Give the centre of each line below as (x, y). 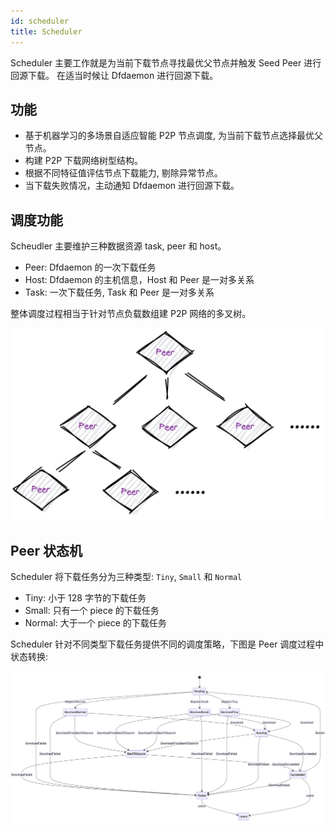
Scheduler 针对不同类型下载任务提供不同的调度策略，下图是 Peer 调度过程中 (167, 644)
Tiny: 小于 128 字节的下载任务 (85, 598)
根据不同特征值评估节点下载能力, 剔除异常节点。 (123, 173)
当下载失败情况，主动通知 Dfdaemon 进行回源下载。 (132, 186)
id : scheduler (40, 21)
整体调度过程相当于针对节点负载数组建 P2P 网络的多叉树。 (131, 314)
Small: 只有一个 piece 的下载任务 (92, 611)
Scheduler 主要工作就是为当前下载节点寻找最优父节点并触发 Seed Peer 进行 (166, 62)
